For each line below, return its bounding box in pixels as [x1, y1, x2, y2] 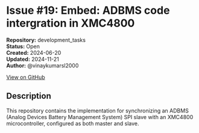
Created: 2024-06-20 [6, 49, 62, 56]
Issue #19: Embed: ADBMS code [6, 4, 170, 17]
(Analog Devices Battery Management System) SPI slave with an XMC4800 [6, 113, 194, 120]
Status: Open [6, 43, 40, 50]
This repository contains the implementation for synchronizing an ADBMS [6, 107, 189, 114]
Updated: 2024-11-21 [6, 55, 59, 63]
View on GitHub [6, 73, 45, 81]
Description [6, 91, 51, 101]
